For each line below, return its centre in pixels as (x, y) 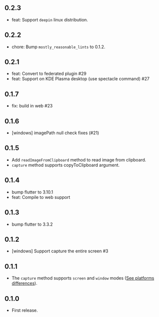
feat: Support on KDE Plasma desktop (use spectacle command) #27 (80, 79)
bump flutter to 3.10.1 (32, 192)
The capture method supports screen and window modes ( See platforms (83, 278)
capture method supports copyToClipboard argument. (66, 165)
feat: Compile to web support (41, 197)
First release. (25, 310)
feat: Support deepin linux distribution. (50, 19)
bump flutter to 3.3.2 (32, 224)
